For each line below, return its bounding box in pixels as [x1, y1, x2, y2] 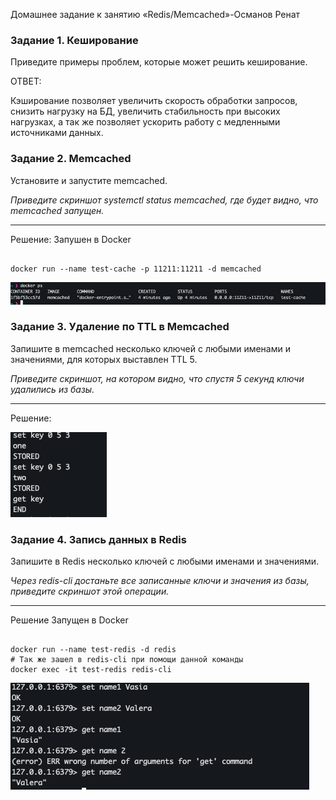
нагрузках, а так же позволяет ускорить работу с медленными [10, 116, 281, 128]
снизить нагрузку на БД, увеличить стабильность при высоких [10, 105, 281, 118]
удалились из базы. [10, 383, 95, 395]
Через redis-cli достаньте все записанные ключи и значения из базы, [10, 575, 310, 587]
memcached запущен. [10, 204, 105, 216]
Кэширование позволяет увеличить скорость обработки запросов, [10, 95, 298, 107]
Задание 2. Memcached [10, 152, 132, 166]
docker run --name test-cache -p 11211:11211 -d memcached [10, 264, 262, 274]
